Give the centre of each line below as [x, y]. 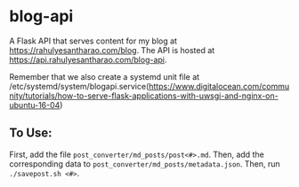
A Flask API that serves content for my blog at [93, 41]
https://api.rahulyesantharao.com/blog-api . [88, 59]
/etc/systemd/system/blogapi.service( [79, 86]
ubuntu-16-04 [35, 105]
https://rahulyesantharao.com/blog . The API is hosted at [112, 50]
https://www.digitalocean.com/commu [219, 86]
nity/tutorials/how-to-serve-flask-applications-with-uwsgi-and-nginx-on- [144, 96]
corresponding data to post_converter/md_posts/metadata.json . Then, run [145, 164]
